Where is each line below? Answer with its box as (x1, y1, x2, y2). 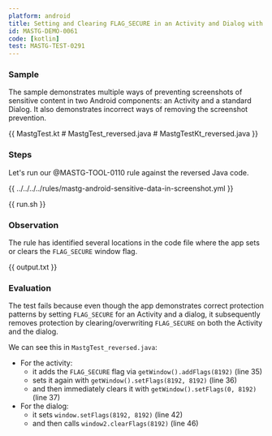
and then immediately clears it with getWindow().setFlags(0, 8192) (32, 384, 257, 394)
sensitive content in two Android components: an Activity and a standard (8, 96, 252, 106)
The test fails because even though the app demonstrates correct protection (8, 301, 264, 311)
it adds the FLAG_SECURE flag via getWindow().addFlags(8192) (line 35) (32, 367, 262, 377)
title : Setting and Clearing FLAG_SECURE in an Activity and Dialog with (8, 19, 264, 28)
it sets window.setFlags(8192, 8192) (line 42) (32, 410, 183, 420)
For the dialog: (19, 401, 69, 411)
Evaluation (8, 282, 51, 293)
